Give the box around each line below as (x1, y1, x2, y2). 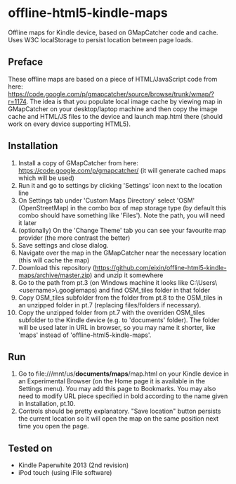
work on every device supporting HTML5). (8, 120, 131, 128)
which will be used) (18, 174, 74, 182)
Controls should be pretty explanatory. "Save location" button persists (18, 407, 221, 416)
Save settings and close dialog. (18, 241, 109, 249)
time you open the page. (18, 422, 89, 431)
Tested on (8, 442, 53, 454)
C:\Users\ (189, 278, 217, 286)
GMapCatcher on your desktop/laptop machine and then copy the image (8, 104, 218, 113)
